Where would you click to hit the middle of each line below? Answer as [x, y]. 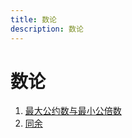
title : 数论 [33, 19]
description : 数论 [47, 29]
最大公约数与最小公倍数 [73, 111]
